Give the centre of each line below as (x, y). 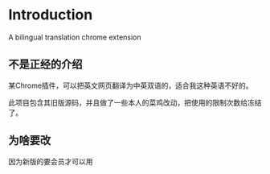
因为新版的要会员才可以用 (51, 161)
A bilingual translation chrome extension (75, 37)
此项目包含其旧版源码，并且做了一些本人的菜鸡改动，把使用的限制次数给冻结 (135, 102)
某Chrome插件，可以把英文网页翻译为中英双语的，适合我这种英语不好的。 (131, 85)
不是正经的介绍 (45, 65)
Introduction (51, 15)
